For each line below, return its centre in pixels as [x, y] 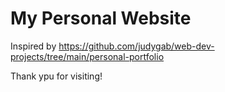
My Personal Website [101, 18]
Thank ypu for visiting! [56, 76]
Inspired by [33, 46]
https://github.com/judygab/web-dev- [136, 46]
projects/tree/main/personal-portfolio [87, 56]
